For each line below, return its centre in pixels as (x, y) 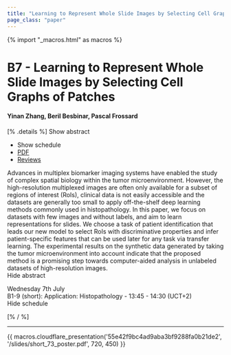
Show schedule (39, 145)
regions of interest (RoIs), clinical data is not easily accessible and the (106, 194)
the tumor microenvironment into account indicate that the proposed (104, 253)
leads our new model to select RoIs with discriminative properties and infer (113, 231)
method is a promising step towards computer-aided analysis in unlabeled (112, 261)
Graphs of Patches (61, 97)
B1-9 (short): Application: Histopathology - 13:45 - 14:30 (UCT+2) (100, 296)
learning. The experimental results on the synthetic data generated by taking (115, 246)
